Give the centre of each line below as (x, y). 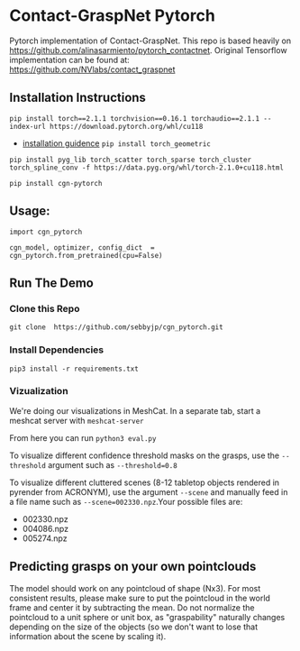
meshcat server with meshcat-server (77, 420)
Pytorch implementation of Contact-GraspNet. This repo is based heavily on (150, 41)
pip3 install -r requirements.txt (74, 369)
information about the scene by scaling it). (88, 636)
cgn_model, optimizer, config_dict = (82, 248)
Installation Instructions (78, 98)
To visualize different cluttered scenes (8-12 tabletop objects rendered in (145, 482)
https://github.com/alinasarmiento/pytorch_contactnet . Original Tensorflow (148, 50)
